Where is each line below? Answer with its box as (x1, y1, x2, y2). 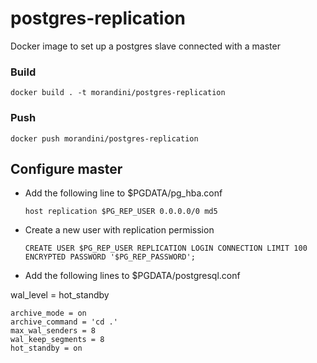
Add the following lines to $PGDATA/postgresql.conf (24, 270, 241, 282)
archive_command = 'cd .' (10, 317, 118, 327)
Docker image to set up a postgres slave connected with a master (10, 40, 281, 52)
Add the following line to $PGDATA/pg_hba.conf (24, 187, 223, 199)
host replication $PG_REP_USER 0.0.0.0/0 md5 (24, 207, 218, 217)
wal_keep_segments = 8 (10, 335, 105, 345)
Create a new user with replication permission (24, 224, 215, 236)
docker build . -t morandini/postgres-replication (10, 88, 226, 98)
